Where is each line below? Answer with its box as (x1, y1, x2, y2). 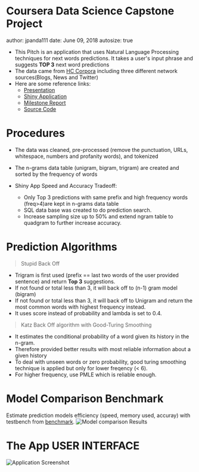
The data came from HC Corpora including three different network (14, 67, 178, 74)
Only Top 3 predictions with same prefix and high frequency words (23, 193, 188, 201)
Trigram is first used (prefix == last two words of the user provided (14, 271, 179, 279)
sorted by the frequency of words (14, 170, 98, 178)
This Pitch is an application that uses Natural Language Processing (14, 48, 179, 55)
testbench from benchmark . (6, 418, 75, 425)
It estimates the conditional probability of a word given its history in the (14, 333, 189, 340)
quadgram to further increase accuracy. (23, 219, 122, 226)
